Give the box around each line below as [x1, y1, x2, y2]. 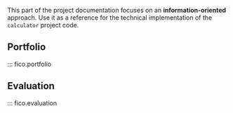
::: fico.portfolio [7, 60, 52, 68]
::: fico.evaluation [7, 98, 58, 107]
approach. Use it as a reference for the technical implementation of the [7, 13, 213, 22]
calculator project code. [7, 21, 79, 29]
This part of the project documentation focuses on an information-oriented [7, 6, 227, 14]
